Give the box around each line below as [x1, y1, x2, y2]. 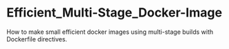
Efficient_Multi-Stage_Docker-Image [6, 5, 223, 21]
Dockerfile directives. [6, 35, 67, 43]
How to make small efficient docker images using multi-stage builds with [6, 28, 214, 36]
